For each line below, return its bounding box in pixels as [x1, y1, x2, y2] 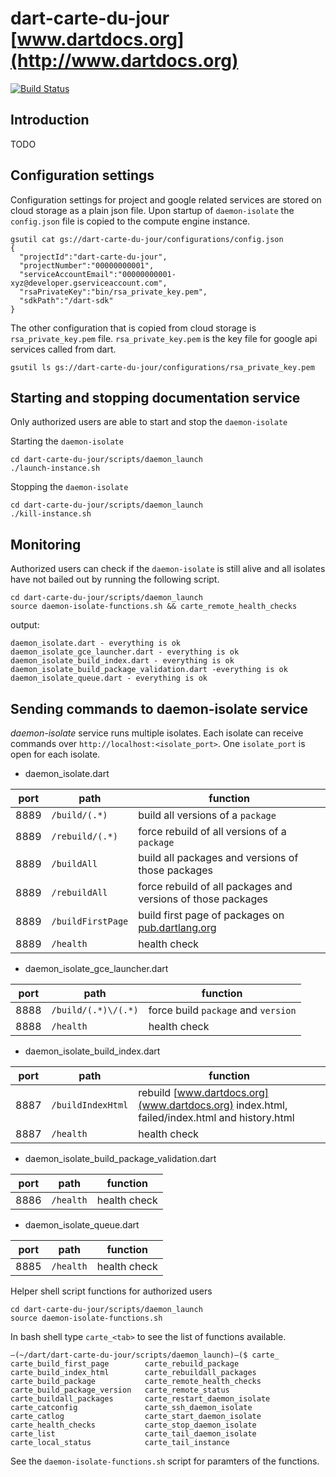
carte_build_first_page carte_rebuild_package [10, 1359, 240, 1369]
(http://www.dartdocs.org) [10, 50, 239, 72]
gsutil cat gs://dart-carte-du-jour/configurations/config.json [10, 234, 284, 244]
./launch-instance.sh [10, 463, 101, 474]
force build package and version [148, 1003, 297, 1017]
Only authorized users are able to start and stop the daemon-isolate [10, 416, 288, 428]
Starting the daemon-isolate [10, 435, 124, 447]
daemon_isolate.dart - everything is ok [10, 638, 182, 649]
